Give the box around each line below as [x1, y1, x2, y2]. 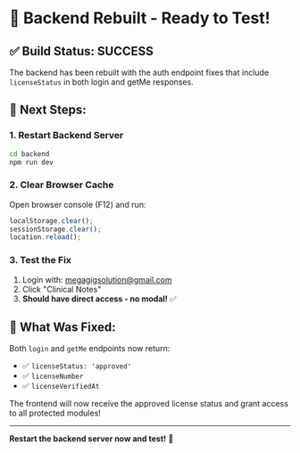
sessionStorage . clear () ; [9, 225, 102, 234]
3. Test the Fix [9, 254, 71, 267]
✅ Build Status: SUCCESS [9, 44, 154, 59]
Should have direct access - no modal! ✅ [21, 293, 177, 304]
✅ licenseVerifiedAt [21, 381, 100, 391]
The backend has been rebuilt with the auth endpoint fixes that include [9, 67, 270, 78]
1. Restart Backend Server [9, 129, 124, 142]
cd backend [9, 149, 50, 159]
